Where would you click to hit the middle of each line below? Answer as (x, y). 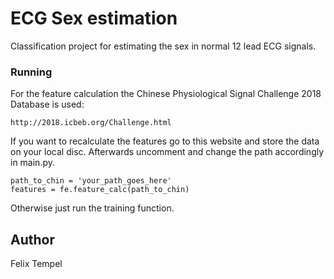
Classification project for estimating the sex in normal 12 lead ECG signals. (163, 46)
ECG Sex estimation (94, 18)
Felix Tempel (36, 264)
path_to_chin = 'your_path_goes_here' (91, 181)
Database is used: (47, 104)
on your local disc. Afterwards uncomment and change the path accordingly (167, 152)
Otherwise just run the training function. (92, 208)
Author (32, 239)
